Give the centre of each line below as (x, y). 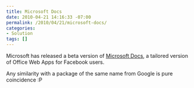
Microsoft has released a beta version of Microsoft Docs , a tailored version (97, 56)
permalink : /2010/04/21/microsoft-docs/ (57, 22)
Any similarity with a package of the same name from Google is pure (90, 74)
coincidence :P (24, 80)
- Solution (20, 34)
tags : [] (17, 39)
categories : (21, 28)
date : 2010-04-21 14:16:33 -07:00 (49, 17)
